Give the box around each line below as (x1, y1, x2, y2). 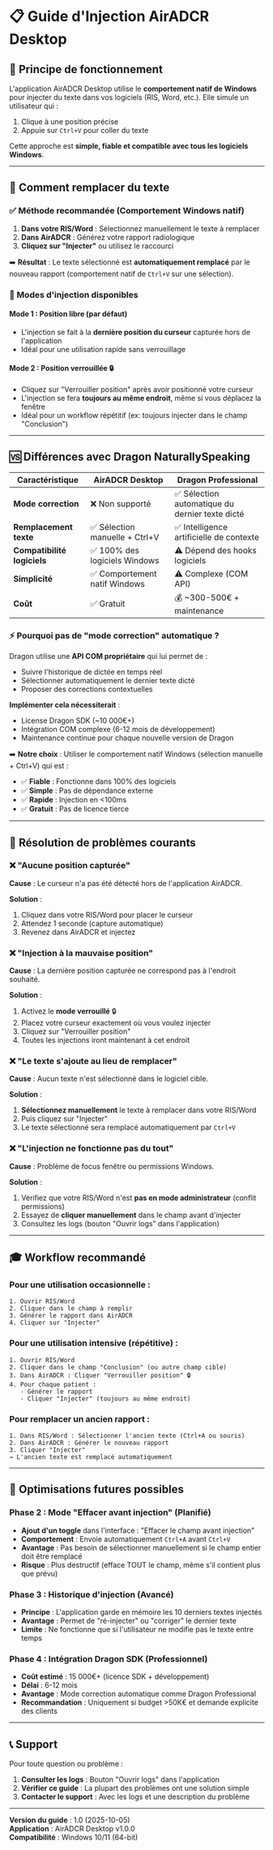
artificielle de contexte (174, 531, 260, 543)
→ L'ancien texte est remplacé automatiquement (9, 1452, 173, 1461)
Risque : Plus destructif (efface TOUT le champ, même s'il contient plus (20, 1560, 261, 1569)
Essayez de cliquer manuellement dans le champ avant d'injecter (20, 1210, 241, 1220)
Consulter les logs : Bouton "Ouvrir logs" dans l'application (20, 1775, 220, 1784)
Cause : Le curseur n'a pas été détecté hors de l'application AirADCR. (9, 878, 242, 888)
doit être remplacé (20, 1551, 83, 1561)
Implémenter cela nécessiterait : (9, 700, 121, 710)
